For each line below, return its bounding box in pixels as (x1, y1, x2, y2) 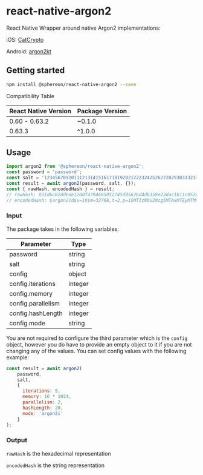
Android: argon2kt (6, 47, 51, 55)
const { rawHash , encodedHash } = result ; (6, 186, 115, 192)
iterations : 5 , (22, 388, 61, 394)
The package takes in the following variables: (6, 225, 119, 233)
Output (6, 436, 28, 445)
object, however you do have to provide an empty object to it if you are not (6, 340, 192, 348)
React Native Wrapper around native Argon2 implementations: (6, 24, 161, 32)
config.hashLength (9, 309, 63, 317)
